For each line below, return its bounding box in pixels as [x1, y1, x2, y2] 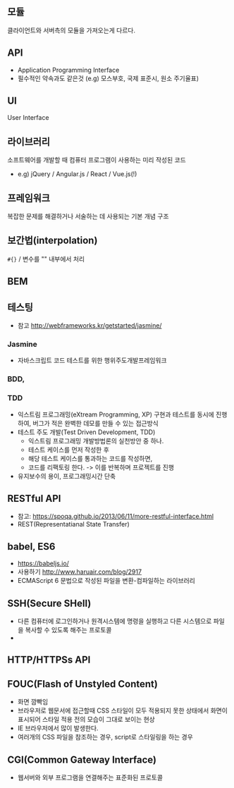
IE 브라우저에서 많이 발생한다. [17, 724, 99, 732]
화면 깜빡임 [17, 698, 49, 706]
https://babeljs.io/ [17, 559, 69, 568]
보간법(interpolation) [7, 235, 98, 247]
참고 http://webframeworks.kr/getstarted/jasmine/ [17, 321, 162, 330]
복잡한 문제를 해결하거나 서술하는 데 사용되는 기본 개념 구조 [7, 212, 169, 221]
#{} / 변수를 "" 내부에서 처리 [7, 254, 85, 263]
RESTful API [7, 492, 61, 505]
